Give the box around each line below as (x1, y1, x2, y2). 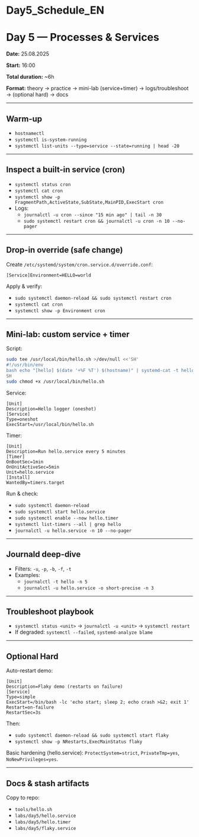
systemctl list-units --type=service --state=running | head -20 (14, 143, 179, 149)
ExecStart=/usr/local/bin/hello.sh (6, 421, 94, 427)
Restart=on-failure (6, 704, 54, 711)
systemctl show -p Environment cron (14, 307, 105, 314)
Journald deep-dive (6, 549, 81, 560)
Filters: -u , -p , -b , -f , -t (14, 565, 72, 572)
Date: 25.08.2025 (6, 50, 49, 57)
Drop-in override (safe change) (6, 245, 123, 255)
